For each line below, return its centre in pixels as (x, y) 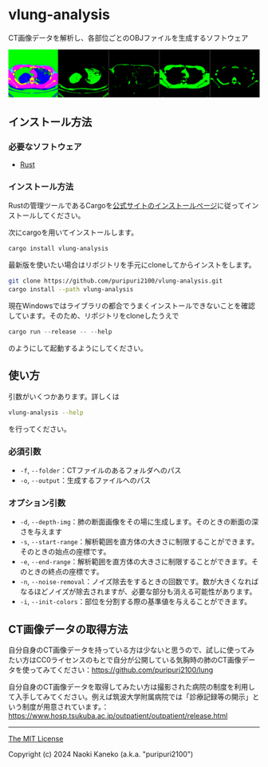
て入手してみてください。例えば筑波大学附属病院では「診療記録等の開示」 (130, 697)
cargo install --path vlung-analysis (71, 290)
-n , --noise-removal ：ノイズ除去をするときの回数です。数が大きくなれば (139, 582)
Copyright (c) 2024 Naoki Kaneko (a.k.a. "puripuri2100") (101, 754)
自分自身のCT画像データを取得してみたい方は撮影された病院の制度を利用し (132, 686)
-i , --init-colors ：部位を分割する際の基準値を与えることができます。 (136, 602)
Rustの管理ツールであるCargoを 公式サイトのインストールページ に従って (126, 206)
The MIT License (36, 738)
